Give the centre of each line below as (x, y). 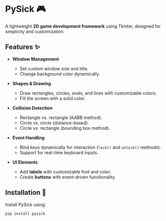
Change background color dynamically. (60, 74)
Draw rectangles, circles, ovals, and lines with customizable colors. (88, 93)
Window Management (36, 59)
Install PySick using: (26, 204)
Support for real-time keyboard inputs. (59, 152)
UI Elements (25, 162)
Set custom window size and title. (54, 68)
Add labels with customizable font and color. (65, 171)
